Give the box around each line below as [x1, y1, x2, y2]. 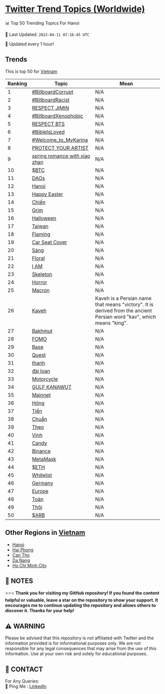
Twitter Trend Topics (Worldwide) [5, 3, 145, 15]
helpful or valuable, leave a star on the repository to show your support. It [5, 597, 159, 603]
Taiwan [31, 223, 49, 230]
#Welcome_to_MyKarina [31, 137, 88, 143]
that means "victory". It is [95, 301, 154, 308]
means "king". [95, 319, 128, 326]
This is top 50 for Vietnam [5, 68, 57, 74]
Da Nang [12, 557, 30, 563]
